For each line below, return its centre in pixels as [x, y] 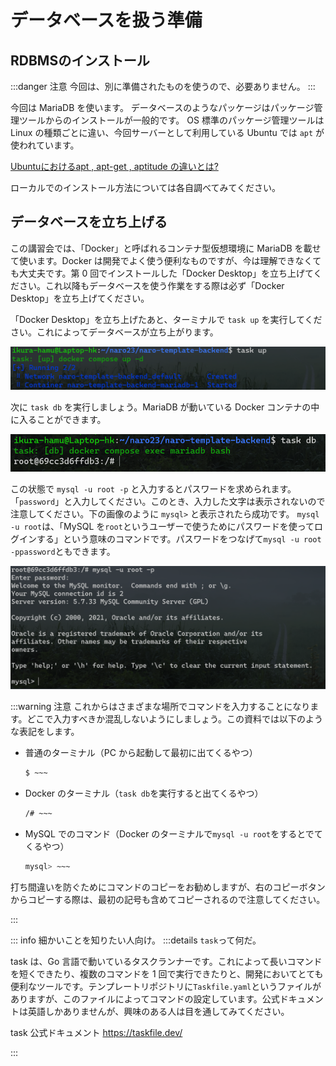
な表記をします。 [45, 732]
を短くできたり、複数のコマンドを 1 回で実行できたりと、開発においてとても [167, 974]
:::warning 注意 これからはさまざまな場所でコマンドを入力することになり [160, 707]
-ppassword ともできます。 [63, 552]
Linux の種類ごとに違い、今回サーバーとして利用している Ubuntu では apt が [167, 132]
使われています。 [45, 145]
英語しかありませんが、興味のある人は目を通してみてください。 [158, 1012]
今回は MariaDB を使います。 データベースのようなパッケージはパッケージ [162, 107]
